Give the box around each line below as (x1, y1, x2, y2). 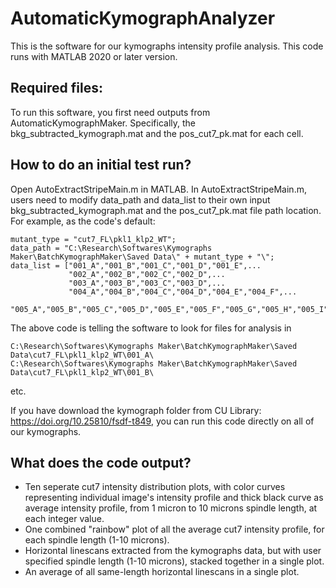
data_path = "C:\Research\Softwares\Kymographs (10, 243, 213, 253)
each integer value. (24, 513, 105, 525)
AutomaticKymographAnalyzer (10, 7, 276, 30)
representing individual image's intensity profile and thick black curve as (24, 492, 324, 504)
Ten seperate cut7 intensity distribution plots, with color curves (24, 481, 286, 493)
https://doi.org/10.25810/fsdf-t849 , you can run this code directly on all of (10, 415, 315, 427)
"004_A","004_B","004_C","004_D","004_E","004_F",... (68, 287, 298, 297)
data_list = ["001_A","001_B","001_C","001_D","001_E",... (10, 260, 262, 271)
